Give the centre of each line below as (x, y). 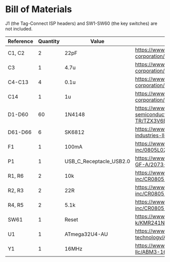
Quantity (49, 41)
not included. (19, 28)
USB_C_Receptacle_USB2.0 (97, 161)
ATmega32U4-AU (86, 234)
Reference (20, 41)
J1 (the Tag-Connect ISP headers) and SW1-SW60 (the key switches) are (81, 23)
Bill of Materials (39, 9)
